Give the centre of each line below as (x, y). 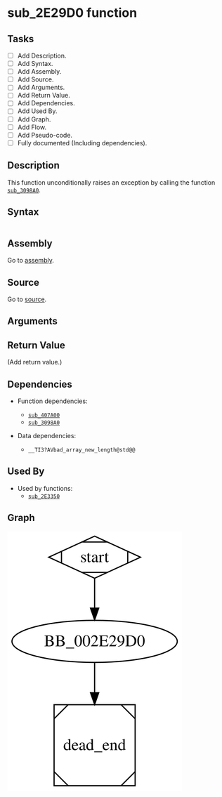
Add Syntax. (35, 64)
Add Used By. (37, 111)
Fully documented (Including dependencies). (82, 143)
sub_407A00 (44, 416)
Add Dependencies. (46, 103)
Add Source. (35, 79)
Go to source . (27, 299)
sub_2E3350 (44, 496)
